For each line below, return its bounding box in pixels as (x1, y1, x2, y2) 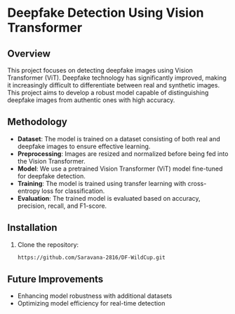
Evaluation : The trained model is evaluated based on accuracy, (17, 194, 201, 202)
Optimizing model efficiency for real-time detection (17, 299, 166, 308)
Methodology (7, 116, 68, 128)
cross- (187, 179, 207, 187)
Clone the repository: (17, 240, 79, 249)
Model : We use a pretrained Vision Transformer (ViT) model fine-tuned (17, 164, 223, 173)
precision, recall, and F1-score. (17, 201, 107, 210)
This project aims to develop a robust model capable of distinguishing (7, 89, 209, 97)
